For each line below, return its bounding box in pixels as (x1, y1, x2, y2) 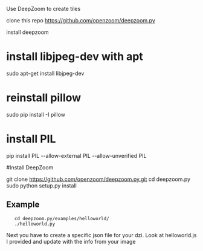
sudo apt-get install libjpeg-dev (6, 70, 85, 77)
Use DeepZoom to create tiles (6, 5, 81, 12)
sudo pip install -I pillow (6, 111, 65, 118)
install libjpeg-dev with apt (6, 50, 143, 64)
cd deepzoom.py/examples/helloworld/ (14, 215, 110, 221)
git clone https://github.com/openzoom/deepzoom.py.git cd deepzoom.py (6, 175, 191, 183)
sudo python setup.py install (6, 181, 77, 189)
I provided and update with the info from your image (6, 238, 136, 245)
